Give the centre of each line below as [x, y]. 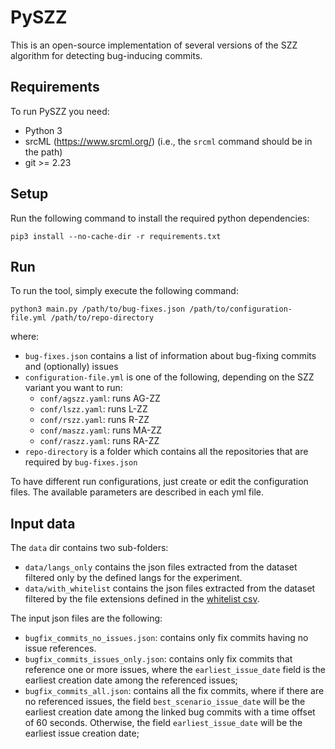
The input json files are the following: [86, 618]
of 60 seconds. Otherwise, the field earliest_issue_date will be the [163, 723]
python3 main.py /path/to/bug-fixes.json [98, 309]
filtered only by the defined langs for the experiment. [133, 578]
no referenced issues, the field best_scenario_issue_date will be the [165, 702]
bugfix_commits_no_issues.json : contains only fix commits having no [166, 638]
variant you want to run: [73, 388]
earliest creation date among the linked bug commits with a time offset [170, 712]
